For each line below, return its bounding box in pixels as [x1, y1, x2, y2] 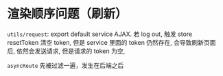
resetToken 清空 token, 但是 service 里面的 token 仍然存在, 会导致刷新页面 [7, 38, 216, 46]
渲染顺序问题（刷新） [7, 6, 128, 22]
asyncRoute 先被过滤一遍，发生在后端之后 [7, 61, 124, 69]
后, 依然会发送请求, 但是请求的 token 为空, [7, 47, 126, 55]
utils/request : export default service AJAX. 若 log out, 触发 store [7, 30, 193, 38]
